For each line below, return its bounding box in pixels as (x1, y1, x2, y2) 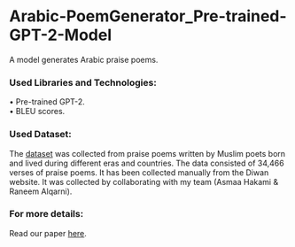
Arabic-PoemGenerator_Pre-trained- (9, 6, 287, 27)
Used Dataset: (9, 128, 73, 141)
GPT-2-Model (9, 25, 113, 45)
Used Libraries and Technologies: (9, 76, 157, 89)
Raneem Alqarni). (9, 186, 73, 197)
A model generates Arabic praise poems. (9, 54, 159, 65)
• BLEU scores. (9, 106, 66, 117)
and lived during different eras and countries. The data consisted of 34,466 (9, 158, 285, 168)
